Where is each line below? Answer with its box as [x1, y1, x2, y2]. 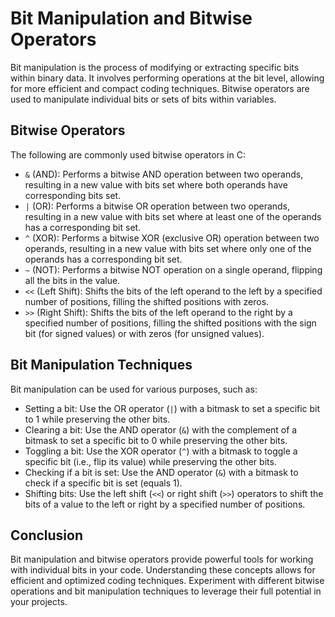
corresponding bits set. [24, 189, 122, 201]
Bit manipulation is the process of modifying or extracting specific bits [10, 61, 300, 73]
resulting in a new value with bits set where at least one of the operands [24, 210, 322, 222]
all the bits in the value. [24, 274, 121, 286]
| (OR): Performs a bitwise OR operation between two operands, [24, 200, 291, 212]
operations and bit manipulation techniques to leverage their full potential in [10, 585, 322, 597]
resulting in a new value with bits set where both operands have [24, 178, 288, 191]
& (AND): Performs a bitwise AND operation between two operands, [24, 168, 304, 180]
